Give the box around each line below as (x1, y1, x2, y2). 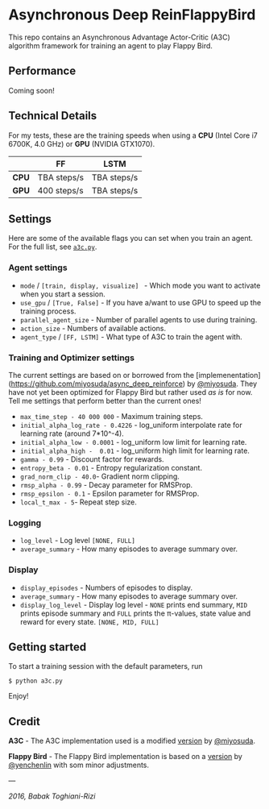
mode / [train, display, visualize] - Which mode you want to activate (19, 280, 261, 290)
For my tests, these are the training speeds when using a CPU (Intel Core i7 (8, 131, 258, 140)
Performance (8, 64, 77, 78)
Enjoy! (8, 691, 30, 701)
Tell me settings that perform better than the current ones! (8, 396, 201, 405)
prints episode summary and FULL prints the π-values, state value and (19, 608, 251, 618)
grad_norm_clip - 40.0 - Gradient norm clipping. (19, 471, 180, 481)
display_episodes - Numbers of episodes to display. (19, 583, 193, 592)
